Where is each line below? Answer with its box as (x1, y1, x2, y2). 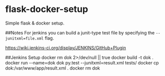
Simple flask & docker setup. (5, 20, 64, 26)
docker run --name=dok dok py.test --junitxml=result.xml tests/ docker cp (5, 59, 159, 65)
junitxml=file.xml (5, 36, 44, 41)
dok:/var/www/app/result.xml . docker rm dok (5, 65, 101, 71)
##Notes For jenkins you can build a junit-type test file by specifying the (5, 29, 155, 35)
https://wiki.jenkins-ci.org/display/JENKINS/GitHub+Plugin (5, 44, 126, 50)
